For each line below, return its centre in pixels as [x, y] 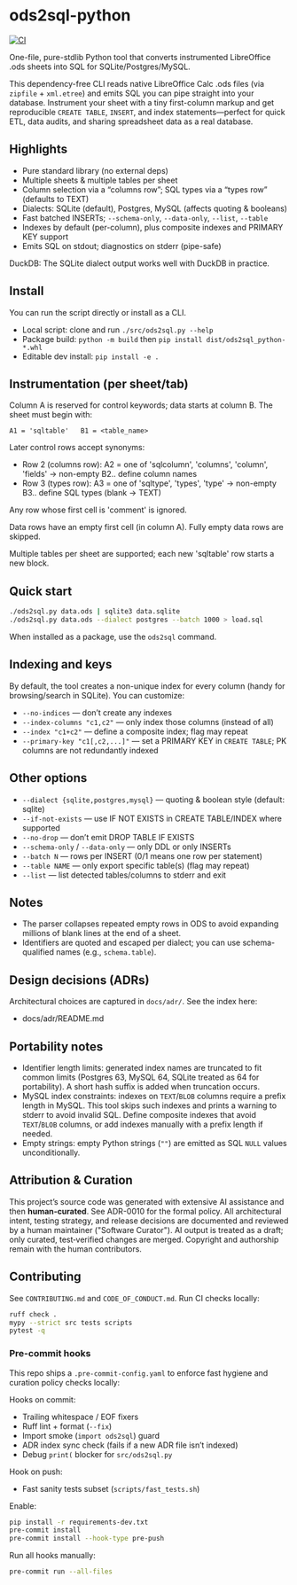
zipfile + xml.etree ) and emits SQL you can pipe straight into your [132, 93]
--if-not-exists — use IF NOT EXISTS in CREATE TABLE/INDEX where [152, 818]
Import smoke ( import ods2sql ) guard [91, 1435]
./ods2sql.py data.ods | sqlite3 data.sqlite [94, 612]
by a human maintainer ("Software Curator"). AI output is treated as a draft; [146, 1230]
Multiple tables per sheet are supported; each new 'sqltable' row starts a [142, 554]
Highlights [39, 149]
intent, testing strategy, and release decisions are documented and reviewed [149, 1221]
